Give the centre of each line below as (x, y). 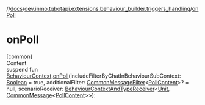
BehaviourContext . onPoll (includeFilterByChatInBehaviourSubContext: (94, 76)
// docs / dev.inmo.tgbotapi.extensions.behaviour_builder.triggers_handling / (99, 9)
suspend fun (22, 69)
